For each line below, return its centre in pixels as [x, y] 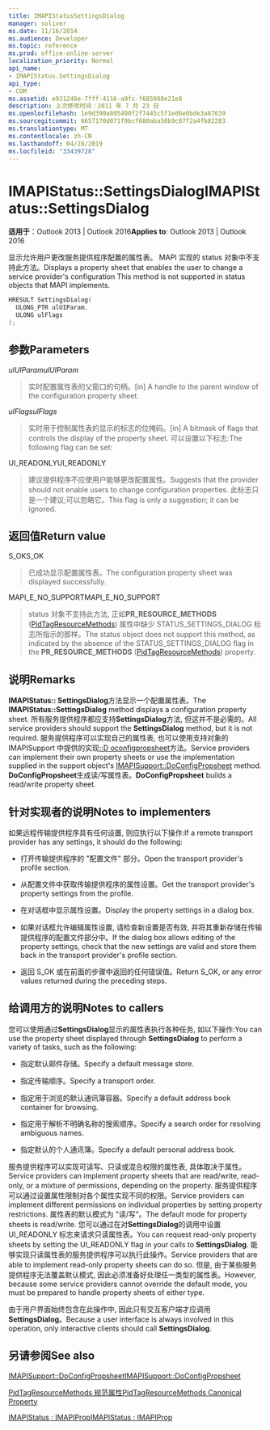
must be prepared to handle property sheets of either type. [106, 1292]
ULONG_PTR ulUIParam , [52, 308]
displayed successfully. [67, 582]
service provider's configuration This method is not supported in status [127, 276]
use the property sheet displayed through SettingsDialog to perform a [125, 1038]
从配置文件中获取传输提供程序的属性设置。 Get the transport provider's [137, 884]
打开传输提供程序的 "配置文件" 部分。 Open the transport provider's [132, 858]
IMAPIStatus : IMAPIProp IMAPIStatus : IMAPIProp [91, 1417]
